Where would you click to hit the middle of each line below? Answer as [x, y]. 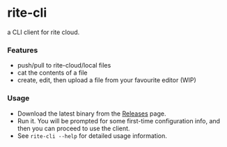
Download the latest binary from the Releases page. [92, 114]
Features [23, 50]
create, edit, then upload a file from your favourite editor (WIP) [107, 80]
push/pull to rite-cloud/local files [64, 65]
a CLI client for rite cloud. [44, 32]
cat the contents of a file [53, 73]
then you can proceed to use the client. [73, 128]
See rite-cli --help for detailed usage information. [92, 136]
